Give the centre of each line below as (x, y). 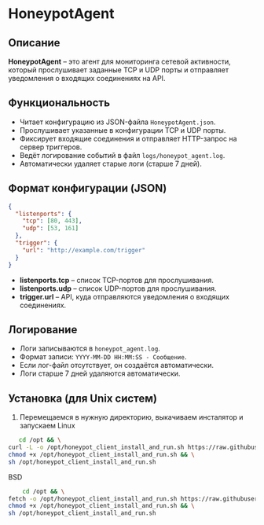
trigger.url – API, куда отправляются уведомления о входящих (125, 296)
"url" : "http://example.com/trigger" (84, 250)
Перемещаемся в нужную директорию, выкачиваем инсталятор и (131, 417)
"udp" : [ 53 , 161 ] (51, 229)
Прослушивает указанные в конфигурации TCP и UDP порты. (123, 130)
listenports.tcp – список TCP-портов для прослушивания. (116, 280)
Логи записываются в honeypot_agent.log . (90, 349)
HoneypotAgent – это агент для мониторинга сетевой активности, (119, 61)
